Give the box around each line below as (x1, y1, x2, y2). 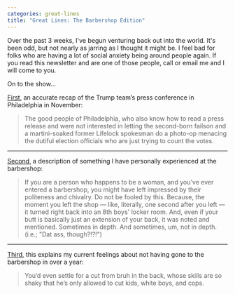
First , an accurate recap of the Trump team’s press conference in (7, 93, 194, 102)
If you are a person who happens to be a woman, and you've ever (24, 178, 214, 186)
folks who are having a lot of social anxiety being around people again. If (7, 51, 217, 60)
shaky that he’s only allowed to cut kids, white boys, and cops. (24, 279, 204, 287)
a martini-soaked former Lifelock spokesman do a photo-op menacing (24, 129, 227, 138)
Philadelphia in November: (7, 100, 83, 109)
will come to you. (7, 66, 57, 74)
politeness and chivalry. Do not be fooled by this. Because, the (24, 192, 205, 201)
